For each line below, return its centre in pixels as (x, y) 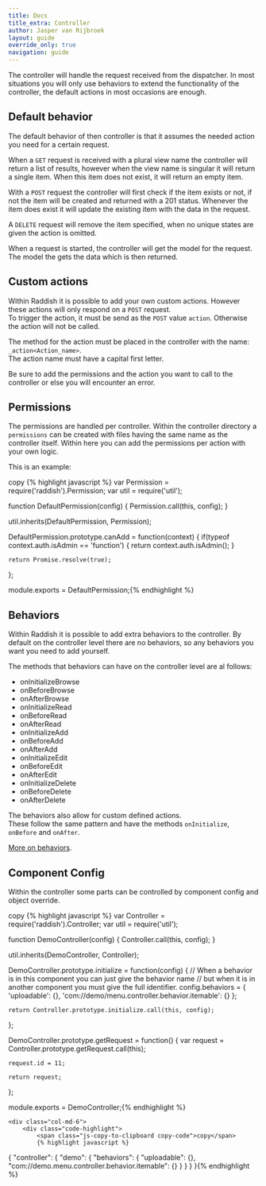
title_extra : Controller (49, 23)
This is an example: (40, 467)
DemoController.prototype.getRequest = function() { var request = (116, 1041)
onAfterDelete (42, 800)
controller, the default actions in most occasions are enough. (108, 92)
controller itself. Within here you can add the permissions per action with (127, 443)
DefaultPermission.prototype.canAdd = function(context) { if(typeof (119, 537)
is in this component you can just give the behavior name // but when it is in (132, 979)
